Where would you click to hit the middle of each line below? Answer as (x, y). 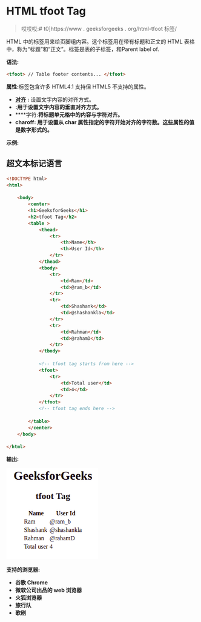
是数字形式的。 (34, 130)
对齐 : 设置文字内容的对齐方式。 (55, 99)
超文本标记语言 (34, 164)
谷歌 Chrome (31, 583)
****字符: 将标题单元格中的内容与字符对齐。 (69, 114)
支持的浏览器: (23, 570)
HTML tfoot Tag (46, 11)
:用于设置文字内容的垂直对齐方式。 (58, 107)
